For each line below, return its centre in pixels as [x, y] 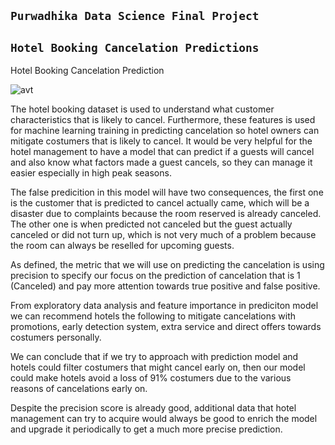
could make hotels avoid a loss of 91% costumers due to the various [151, 378]
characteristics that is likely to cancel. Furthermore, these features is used [163, 120]
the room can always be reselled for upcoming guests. [122, 246]
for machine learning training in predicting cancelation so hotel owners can [165, 131]
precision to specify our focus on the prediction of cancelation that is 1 [155, 276]
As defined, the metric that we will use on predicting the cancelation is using [167, 265]
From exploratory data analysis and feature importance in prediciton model [164, 306]
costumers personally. [56, 337]
